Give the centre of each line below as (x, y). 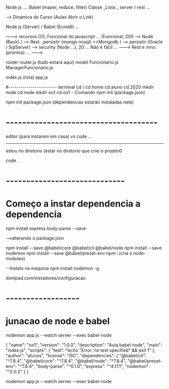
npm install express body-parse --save (46, 229)
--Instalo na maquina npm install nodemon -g (52, 268)
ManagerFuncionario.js (30, 68)
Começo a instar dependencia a (73, 204)
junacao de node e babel (58, 321)
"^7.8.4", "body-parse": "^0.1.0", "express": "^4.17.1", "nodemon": (84, 366)
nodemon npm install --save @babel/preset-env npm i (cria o (69, 253)
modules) (16, 259)
